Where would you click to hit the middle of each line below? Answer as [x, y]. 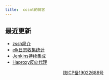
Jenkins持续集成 [29, 56]
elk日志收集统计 [28, 50]
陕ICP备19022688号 [83, 73]
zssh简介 [22, 44]
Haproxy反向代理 [30, 62]
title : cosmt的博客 [25, 10]
